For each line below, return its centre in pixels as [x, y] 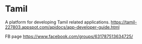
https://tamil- [124, 22]
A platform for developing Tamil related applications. [57, 22]
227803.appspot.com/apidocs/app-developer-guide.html [62, 27]
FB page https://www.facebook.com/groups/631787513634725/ [69, 36]
